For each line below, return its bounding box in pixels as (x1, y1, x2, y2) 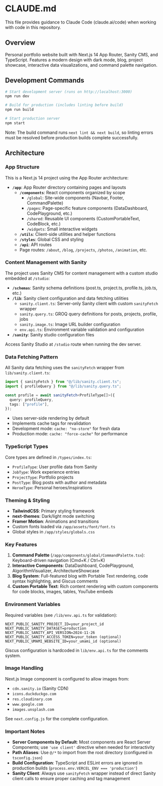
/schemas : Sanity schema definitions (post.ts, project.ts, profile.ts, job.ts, (12, 285, 158, 291)
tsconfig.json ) (12, 755, 43, 761)
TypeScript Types (5, 443, 48, 450)
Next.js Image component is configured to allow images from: (5, 676, 130, 682)
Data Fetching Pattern (5, 354, 58, 360)
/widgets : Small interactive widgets (26, 226, 98, 232)
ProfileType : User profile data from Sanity (12, 464, 97, 470)
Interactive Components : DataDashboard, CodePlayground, (12, 562, 134, 569)
